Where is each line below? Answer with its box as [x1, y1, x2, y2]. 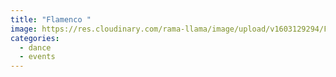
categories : [10, 33, 60, 43]
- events [19, 52, 56, 62]
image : [10, 24, 38, 34]
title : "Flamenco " [10, 14, 92, 25]
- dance [19, 42, 52, 53]
